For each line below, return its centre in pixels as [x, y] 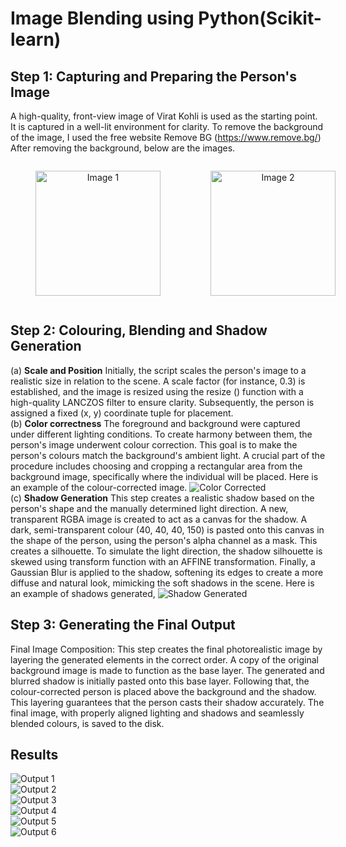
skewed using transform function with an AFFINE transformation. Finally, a [163, 561]
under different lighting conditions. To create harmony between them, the [161, 434]
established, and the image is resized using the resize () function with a [157, 391]
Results [34, 755]
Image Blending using [102, 18]
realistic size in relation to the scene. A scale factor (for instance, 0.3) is [158, 381]
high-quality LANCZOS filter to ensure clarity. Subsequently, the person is [162, 402]
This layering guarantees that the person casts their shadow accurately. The [167, 702]
